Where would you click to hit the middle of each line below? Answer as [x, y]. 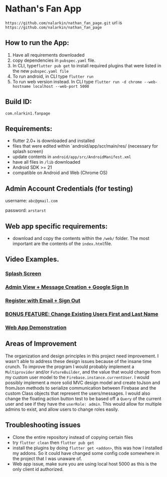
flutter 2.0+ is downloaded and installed [54, 141]
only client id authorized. [38, 469]
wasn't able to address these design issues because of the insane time [78, 361]
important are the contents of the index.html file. [62, 244]
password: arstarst [26, 210]
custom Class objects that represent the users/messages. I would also [78, 393]
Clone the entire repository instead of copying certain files [73, 437]
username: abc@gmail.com [31, 201]
